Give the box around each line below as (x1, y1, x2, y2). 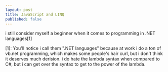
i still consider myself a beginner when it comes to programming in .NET (5, 30, 156, 36)
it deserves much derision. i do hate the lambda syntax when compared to (5, 56, 160, 62)
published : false (5, 16, 42, 21)
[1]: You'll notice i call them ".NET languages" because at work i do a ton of (5, 45, 161, 51)
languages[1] (5, 35, 32, 41)
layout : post (5, 7, 33, 12)
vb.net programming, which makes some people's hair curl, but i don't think (5, 50, 163, 56)
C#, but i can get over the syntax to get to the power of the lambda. (5, 61, 146, 67)
